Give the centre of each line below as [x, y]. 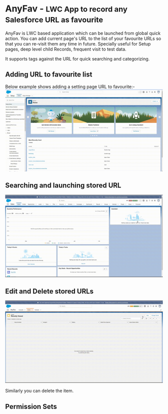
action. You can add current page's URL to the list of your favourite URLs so [83, 38]
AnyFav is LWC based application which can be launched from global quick [83, 33]
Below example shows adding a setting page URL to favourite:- [70, 86]
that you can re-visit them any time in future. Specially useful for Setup [78, 43]
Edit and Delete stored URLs [49, 291]
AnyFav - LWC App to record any [66, 9]
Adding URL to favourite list [49, 75]
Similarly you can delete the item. [39, 391]
